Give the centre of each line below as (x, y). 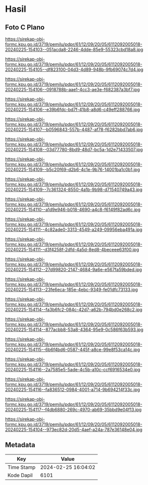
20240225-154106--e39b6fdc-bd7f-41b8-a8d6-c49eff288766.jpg (73, 110)
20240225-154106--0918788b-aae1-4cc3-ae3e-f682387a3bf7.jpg (73, 89)
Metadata (20, 445)
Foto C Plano (25, 27)
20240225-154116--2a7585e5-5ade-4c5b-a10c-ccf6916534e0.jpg (73, 370)
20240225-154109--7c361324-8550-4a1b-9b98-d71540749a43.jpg (74, 190)
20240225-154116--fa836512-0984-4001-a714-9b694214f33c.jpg (73, 389)
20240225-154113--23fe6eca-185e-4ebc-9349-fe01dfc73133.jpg (72, 290)
